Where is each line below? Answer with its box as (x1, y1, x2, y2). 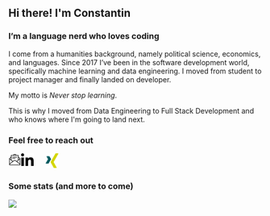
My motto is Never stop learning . (8, 90, 118, 100)
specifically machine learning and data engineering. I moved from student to (8, 66, 262, 76)
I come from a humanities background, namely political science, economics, (8, 48, 261, 59)
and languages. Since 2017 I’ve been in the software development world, (8, 57, 250, 67)
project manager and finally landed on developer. (8, 74, 172, 84)
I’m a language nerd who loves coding (8, 31, 160, 42)
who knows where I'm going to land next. (8, 114, 145, 124)
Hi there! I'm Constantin (8, 6, 131, 20)
